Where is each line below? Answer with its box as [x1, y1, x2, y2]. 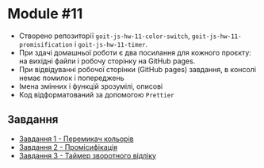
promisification [18, 40, 73, 48]
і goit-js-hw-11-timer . [74, 39, 148, 48]
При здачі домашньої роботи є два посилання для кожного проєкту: [18, 48, 251, 57]
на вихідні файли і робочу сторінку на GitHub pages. [18, 56, 196, 66]
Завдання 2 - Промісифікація [18, 142, 118, 151]
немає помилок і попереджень [18, 73, 124, 82]
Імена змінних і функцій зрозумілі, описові [18, 81, 163, 91]
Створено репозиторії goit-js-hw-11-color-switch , [18, 31, 190, 40]
